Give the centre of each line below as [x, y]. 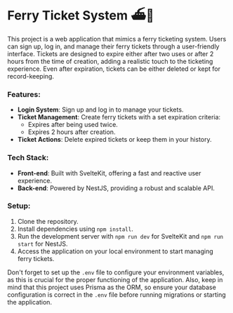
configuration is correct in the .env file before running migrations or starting [116, 294]
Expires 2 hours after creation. [72, 132]
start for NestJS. [42, 244]
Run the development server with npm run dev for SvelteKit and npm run [120, 236]
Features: [24, 94]
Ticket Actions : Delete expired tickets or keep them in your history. [114, 140]
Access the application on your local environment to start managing [115, 251]
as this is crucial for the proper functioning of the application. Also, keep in [115, 279]
